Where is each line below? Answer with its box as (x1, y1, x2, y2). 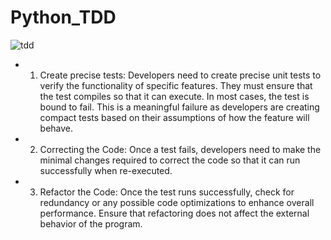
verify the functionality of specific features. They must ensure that (39, 79, 313, 91)
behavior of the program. (39, 217, 143, 230)
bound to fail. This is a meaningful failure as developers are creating (39, 101, 320, 113)
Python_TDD (10, 6, 117, 29)
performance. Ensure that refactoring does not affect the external (39, 207, 310, 219)
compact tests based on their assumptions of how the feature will (39, 111, 310, 123)
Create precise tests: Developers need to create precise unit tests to (39, 69, 322, 81)
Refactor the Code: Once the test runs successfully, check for (39, 186, 295, 198)
